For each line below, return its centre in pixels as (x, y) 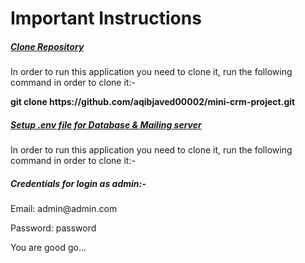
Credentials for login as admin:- (78, 183)
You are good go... (48, 248)
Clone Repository (47, 46)
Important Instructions (106, 18)
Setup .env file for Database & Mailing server (106, 124)
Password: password (53, 228)
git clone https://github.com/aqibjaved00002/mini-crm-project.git (153, 102)
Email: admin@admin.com (64, 209)
